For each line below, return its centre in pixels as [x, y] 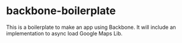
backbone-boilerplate [61, 11]
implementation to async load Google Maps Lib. [64, 33]
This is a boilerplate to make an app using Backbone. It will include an [91, 27]
